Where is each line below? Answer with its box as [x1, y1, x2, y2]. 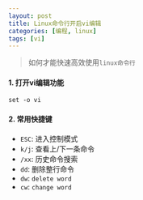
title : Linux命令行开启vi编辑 [8, 19, 102, 28]
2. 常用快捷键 [8, 114, 53, 124]
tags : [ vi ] [8, 34, 45, 43]
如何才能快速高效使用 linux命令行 [27, 57, 136, 67]
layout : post [8, 11, 53, 20]
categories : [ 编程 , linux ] [8, 27, 97, 35]
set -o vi [8, 96, 42, 104]
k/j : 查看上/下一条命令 [19, 143, 95, 154]
